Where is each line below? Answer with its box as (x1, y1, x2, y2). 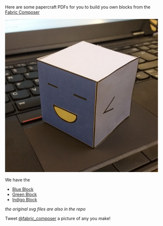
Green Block (12, 191, 37, 197)
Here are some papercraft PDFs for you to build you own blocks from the (5, 4, 150, 10)
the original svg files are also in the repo (5, 206, 86, 212)
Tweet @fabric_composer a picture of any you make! (5, 216, 111, 221)
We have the (5, 177, 30, 183)
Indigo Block (12, 197, 37, 202)
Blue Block (12, 187, 34, 192)
